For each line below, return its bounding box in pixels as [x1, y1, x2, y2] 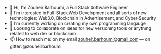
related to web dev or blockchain [9, 31, 76, 36]
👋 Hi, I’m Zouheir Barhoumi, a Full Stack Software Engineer [9, 5, 128, 10]
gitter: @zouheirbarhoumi [9, 43, 62, 49]
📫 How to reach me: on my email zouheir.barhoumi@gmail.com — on [9, 36, 151, 42]
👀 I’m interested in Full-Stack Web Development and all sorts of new [9, 10, 147, 16]
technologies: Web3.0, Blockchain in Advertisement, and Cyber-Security [9, 15, 156, 21]
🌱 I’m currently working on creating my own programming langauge [9, 20, 146, 26]
